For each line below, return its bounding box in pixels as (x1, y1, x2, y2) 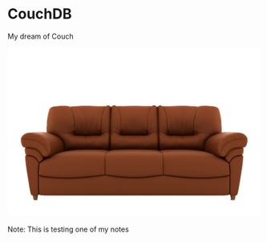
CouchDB (7, 5, 72, 23)
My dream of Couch (7, 31, 74, 41)
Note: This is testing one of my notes (7, 224, 129, 234)
